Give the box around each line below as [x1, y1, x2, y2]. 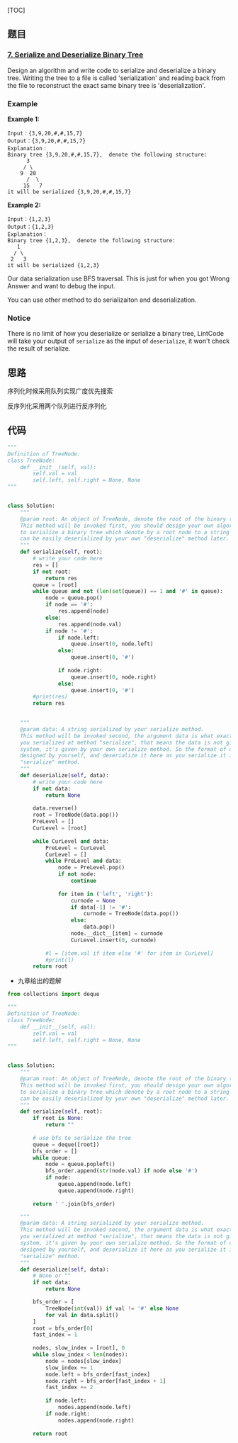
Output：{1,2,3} [7, 223, 55, 230]
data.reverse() [33, 805, 78, 812]
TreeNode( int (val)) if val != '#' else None [45, 1305, 179, 1312]
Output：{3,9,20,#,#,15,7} [7, 137, 86, 145]
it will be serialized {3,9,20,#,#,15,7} [7, 188, 132, 196]
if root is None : [33, 1115, 84, 1122]
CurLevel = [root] [33, 825, 87, 832]
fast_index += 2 [45, 1384, 93, 1391]
